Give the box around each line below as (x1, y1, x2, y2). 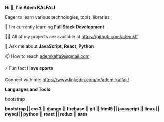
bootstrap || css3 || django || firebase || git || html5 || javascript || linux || (5, 106, 160, 112)
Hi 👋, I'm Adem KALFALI (5, 5, 56, 10)
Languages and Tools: (5, 86, 52, 92)
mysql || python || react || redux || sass (5, 111, 88, 117)
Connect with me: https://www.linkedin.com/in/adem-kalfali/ (5, 77, 129, 82)
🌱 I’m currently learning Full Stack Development (5, 24, 105, 30)
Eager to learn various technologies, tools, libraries (5, 14, 110, 20)
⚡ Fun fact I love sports (5, 65, 53, 71)
